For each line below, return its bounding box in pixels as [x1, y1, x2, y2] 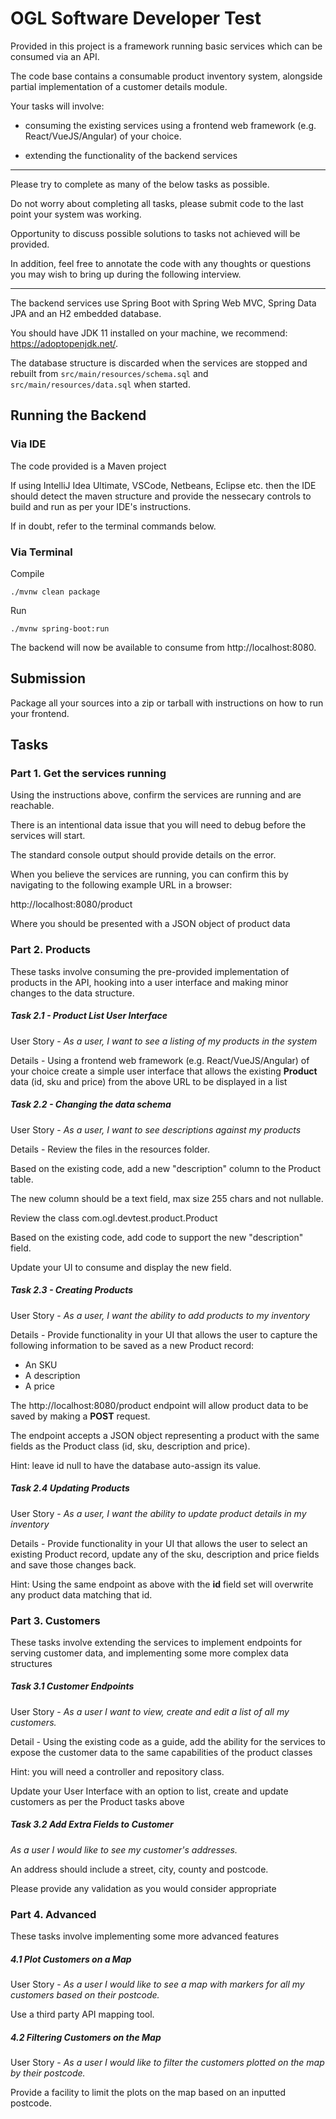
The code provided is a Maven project [10, 460, 167, 472]
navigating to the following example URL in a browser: [10, 879, 233, 891]
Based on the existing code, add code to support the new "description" [10, 1231, 304, 1243]
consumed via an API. [10, 50, 100, 62]
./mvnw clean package [10, 587, 101, 597]
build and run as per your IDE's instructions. [10, 500, 192, 512]
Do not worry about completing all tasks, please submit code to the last [10, 197, 304, 209]
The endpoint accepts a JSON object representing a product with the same [10, 1429, 320, 1441]
